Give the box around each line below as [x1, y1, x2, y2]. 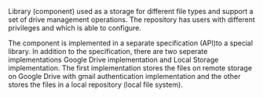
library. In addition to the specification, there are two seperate [8, 47, 208, 56]
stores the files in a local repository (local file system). [8, 80, 183, 89]
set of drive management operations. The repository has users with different [8, 15, 255, 24]
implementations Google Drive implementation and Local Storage [8, 55, 219, 64]
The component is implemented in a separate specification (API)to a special [8, 38, 254, 48]
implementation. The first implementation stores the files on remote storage [8, 63, 253, 73]
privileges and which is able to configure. [8, 23, 141, 32]
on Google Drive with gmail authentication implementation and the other [8, 72, 241, 81]
